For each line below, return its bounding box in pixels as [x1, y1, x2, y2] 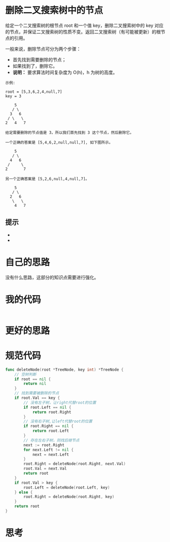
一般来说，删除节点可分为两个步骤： [5, 46, 81, 52]
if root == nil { [14, 376, 51, 382]
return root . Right [32, 409, 72, 415]
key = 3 [5, 93, 22, 99]
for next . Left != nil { [23, 447, 74, 452]
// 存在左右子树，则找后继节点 [23, 438, 80, 443]
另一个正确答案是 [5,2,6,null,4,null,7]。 [5, 176, 90, 182]
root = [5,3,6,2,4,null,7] [5, 89, 62, 94]
